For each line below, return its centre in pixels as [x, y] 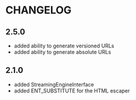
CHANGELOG [38, 10]
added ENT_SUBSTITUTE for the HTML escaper [72, 91]
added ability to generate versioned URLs [64, 46]
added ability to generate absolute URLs [62, 52]
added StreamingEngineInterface [54, 84]
